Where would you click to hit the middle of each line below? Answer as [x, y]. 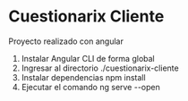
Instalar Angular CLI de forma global [88, 58]
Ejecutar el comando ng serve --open [90, 87]
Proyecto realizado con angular [66, 41]
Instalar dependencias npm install [83, 77]
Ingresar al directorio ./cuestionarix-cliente [100, 68]
